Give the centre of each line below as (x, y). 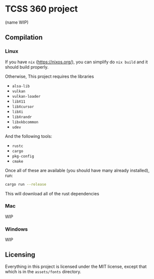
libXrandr (22, 117)
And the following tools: (29, 136)
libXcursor (23, 107)
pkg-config (23, 156)
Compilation (24, 37)
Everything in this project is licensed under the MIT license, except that (76, 266)
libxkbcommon (25, 122)
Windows (16, 229)
